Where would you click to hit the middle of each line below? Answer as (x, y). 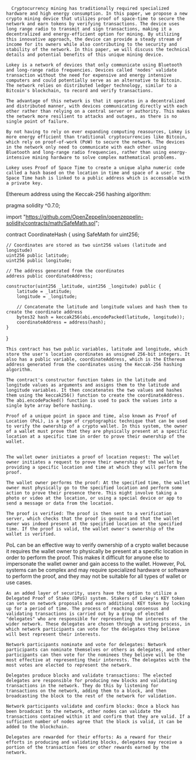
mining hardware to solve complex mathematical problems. (104, 157)
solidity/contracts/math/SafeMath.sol (51, 223)
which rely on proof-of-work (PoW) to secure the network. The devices (95, 142)
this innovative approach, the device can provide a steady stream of (94, 39)
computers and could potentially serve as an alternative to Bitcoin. (94, 80)
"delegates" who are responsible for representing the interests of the (97, 619)
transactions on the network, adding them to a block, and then (86, 691)
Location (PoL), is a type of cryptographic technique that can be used (97, 421)
